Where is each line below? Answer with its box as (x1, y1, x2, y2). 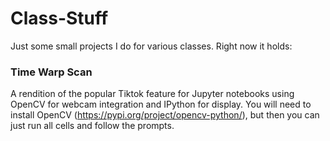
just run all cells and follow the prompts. (10, 120, 175, 132)
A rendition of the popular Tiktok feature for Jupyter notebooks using (10, 88, 295, 100)
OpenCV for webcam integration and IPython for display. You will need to (10, 98, 312, 111)
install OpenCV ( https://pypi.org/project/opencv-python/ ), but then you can (10, 109, 320, 121)
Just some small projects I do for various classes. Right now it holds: (10, 40, 293, 52)
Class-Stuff (10, 7, 109, 30)
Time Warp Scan (10, 65, 93, 79)
